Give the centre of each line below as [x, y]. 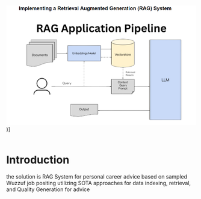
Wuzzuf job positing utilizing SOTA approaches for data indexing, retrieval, [99, 183]
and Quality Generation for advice [48, 189]
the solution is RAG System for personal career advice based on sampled [97, 177]
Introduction [38, 160]
